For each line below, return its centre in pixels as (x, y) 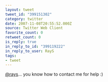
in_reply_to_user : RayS (30, 51)
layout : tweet (20, 10)
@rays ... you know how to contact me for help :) (54, 74)
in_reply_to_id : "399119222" (35, 46)
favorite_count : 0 (24, 33)
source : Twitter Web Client (34, 28)
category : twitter (24, 19)
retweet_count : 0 (23, 38)
